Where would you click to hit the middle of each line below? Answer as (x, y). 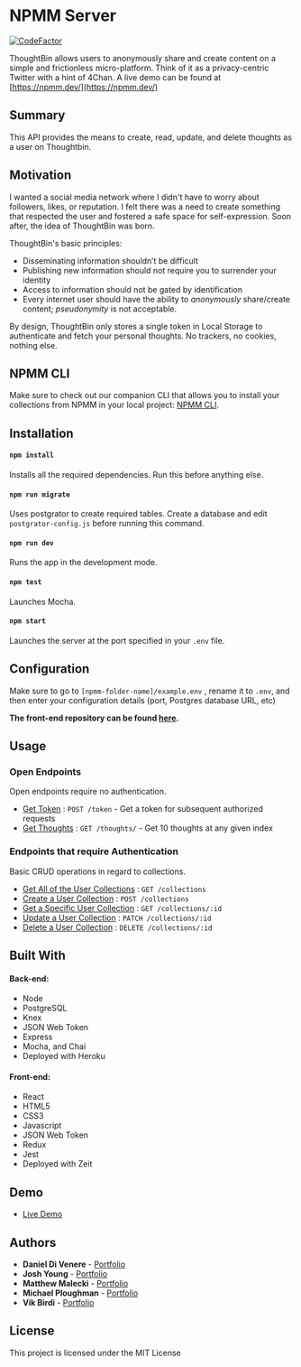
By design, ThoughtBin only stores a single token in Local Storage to (136, 326)
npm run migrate (40, 494)
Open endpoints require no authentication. (88, 792)
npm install (32, 456)
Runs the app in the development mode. (83, 563)
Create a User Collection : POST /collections (105, 898)
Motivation (41, 176)
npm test (26, 582)
